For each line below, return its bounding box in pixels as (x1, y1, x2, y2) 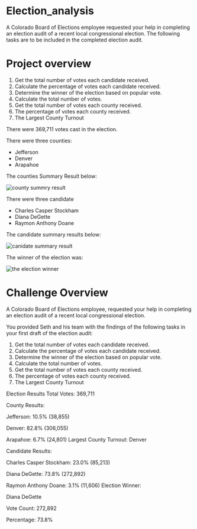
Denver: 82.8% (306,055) (6, 424, 69, 431)
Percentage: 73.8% (6, 516, 53, 523)
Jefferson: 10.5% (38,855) (6, 413, 70, 420)
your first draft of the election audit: (6, 329, 93, 336)
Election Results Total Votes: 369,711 (6, 390, 95, 397)
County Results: (6, 401, 45, 408)
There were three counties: (6, 137, 72, 144)
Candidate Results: (6, 447, 52, 455)
